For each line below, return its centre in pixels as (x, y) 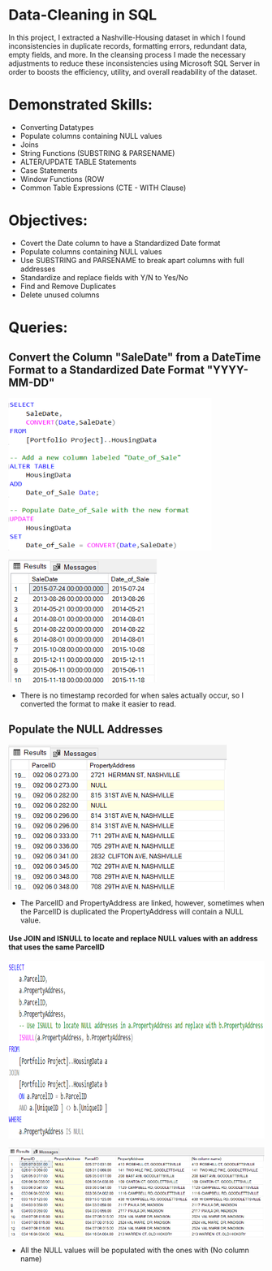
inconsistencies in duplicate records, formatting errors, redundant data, (128, 45)
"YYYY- (228, 370)
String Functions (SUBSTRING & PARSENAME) (97, 153)
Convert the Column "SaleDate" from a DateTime (135, 358)
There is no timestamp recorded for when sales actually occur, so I (132, 695)
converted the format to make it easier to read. (98, 703)
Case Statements (49, 170)
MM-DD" (32, 383)
